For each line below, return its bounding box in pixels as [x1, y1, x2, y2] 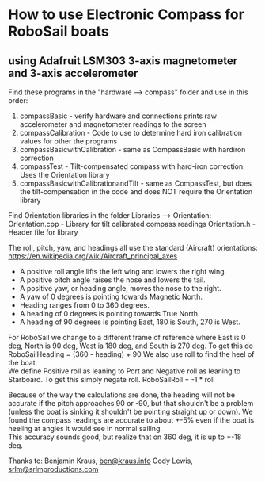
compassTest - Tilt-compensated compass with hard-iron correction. [19, 162, 245, 171]
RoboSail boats [8, 22, 109, 40]
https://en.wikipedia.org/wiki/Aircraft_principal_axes [8, 251, 178, 261]
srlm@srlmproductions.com [8, 465, 99, 473]
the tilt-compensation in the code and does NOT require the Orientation [19, 187, 253, 196]
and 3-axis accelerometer [8, 66, 138, 80]
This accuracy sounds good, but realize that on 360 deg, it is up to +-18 [8, 432, 242, 442]
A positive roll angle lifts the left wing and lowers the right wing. [19, 267, 227, 276]
